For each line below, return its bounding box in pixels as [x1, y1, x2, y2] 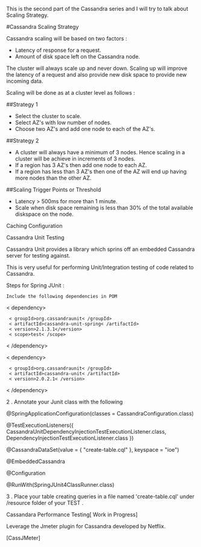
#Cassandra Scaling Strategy [6, 24, 79, 30]
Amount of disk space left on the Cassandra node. [14, 53, 141, 60]
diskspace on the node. [14, 210, 74, 218]
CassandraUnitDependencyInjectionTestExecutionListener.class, [6, 428, 167, 435]
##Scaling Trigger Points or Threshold [6, 186, 101, 193]
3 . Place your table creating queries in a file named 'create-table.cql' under [6, 493, 195, 500]
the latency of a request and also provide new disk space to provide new [6, 71, 187, 78]
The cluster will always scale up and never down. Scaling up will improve [6, 65, 188, 72]
